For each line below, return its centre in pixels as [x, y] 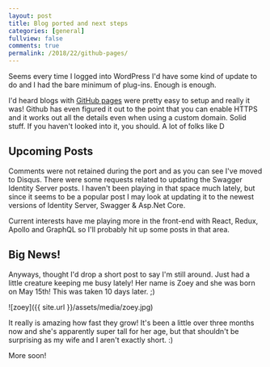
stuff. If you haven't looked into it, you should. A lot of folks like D [116, 126]
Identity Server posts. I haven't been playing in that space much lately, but [132, 188]
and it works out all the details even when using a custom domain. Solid [127, 117]
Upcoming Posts [51, 151]
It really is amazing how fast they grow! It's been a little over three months [131, 323]
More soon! [27, 355]
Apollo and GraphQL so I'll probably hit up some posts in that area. [119, 229]
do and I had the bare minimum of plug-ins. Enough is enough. [112, 85]
